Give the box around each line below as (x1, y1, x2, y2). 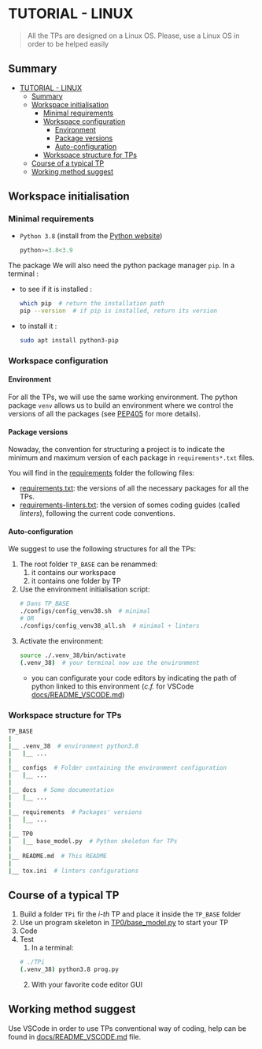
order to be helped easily (27, 39, 109, 48)
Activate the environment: (19, 636, 104, 645)
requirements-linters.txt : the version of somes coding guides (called (19, 500, 241, 510)
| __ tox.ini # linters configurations (8, 867, 139, 875)
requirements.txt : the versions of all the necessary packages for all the (19, 483, 249, 493)
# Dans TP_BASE (19, 600, 70, 608)
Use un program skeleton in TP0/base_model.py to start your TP (19, 918, 229, 928)
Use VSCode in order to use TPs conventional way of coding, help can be (8, 1023, 246, 1033)
